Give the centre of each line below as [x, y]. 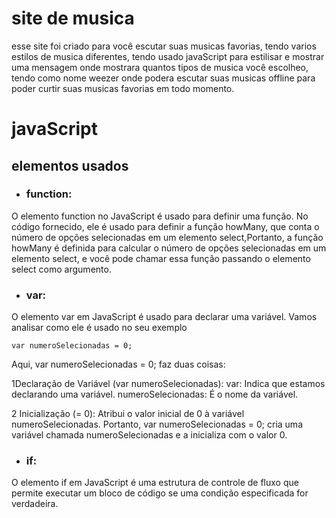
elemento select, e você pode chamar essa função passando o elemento [161, 258]
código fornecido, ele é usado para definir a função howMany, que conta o [165, 226]
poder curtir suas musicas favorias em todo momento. [123, 88]
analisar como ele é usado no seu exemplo [99, 328]
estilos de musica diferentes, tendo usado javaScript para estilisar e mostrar [168, 56]
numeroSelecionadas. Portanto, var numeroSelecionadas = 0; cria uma [157, 424]
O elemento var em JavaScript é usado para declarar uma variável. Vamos [164, 317]
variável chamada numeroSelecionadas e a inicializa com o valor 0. [149, 435]
